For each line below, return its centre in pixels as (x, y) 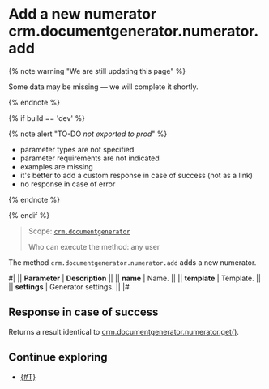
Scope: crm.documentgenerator (79, 231)
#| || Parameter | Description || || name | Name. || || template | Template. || (135, 278)
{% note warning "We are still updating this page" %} (97, 71)
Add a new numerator (83, 14)
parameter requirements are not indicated (90, 158)
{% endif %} (29, 215)
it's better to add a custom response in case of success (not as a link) (137, 175)
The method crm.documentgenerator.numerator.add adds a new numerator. (132, 262)
